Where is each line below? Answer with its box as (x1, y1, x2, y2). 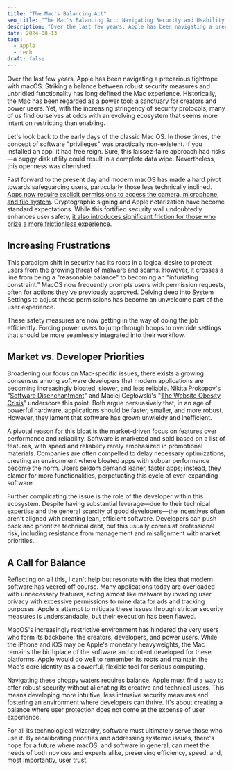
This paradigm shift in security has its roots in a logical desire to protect (7, 258, 212, 266)
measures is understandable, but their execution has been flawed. (7, 612, 196, 621)
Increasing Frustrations (7, 240, 111, 252)
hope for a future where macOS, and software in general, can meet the (7, 741, 209, 749)
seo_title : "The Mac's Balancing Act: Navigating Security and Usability (7, 17, 225, 24)
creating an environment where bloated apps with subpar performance (7, 457, 210, 465)
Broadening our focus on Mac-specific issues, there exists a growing (7, 369, 205, 378)
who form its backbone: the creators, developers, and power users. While (7, 633, 218, 642)
